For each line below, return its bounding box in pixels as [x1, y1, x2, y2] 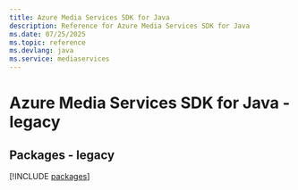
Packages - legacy [9, 147, 115, 162]
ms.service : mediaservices [9, 54, 110, 63]
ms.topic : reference [9, 37, 87, 47]
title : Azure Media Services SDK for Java [9, 12, 170, 22]
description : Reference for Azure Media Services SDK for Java [9, 21, 251, 30]
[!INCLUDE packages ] [9, 171, 90, 181]
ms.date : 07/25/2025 [9, 29, 87, 38]
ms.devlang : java [9, 46, 74, 55]
